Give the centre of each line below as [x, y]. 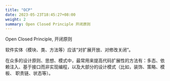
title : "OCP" [19, 10]
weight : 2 [16, 19]
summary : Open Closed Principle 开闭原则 [48, 24]
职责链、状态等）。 [34, 73]
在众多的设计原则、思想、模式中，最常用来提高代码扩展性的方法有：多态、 [83, 61]
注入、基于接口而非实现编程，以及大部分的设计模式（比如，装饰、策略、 [85, 67]
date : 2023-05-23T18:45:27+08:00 [40, 15]
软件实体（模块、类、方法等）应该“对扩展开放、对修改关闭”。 [69, 50]
